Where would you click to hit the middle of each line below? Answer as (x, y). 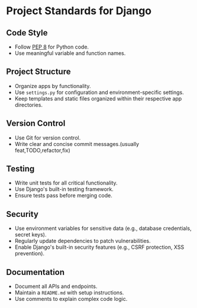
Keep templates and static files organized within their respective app (98, 98)
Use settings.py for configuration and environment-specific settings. (99, 92)
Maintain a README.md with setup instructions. (69, 293)
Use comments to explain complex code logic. (71, 299)
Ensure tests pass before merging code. (63, 196)
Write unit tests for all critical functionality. (66, 183)
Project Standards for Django (79, 11)
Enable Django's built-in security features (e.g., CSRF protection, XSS (99, 247)
